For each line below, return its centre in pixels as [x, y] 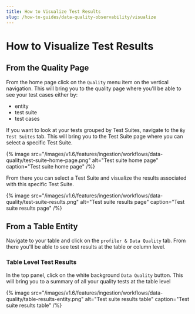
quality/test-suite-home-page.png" [48, 160]
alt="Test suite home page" [125, 160]
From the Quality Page [48, 68]
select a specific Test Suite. [39, 143]
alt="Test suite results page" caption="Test [132, 201]
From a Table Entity [42, 227]
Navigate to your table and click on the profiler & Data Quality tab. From [96, 241]
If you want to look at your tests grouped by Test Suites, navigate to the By [96, 130]
